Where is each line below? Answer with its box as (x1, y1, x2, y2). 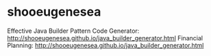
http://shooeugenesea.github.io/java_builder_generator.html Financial (7, 33, 203, 42)
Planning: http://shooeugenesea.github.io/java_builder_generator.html (7, 41, 204, 49)
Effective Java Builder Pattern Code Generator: (7, 27, 140, 35)
